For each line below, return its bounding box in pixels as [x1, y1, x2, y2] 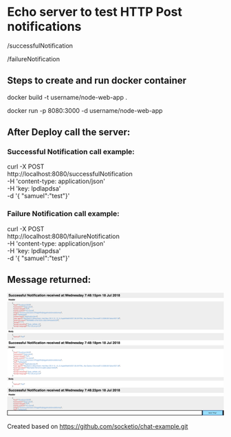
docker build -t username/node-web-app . [7, 93, 127, 101]
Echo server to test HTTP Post [7, 4, 183, 20]
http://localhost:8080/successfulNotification [7, 170, 133, 178]
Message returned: [7, 274, 91, 286]
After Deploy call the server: [7, 127, 131, 138]
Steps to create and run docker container [7, 75, 187, 87]
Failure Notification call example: [7, 209, 120, 219]
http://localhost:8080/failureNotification [7, 232, 120, 240]
